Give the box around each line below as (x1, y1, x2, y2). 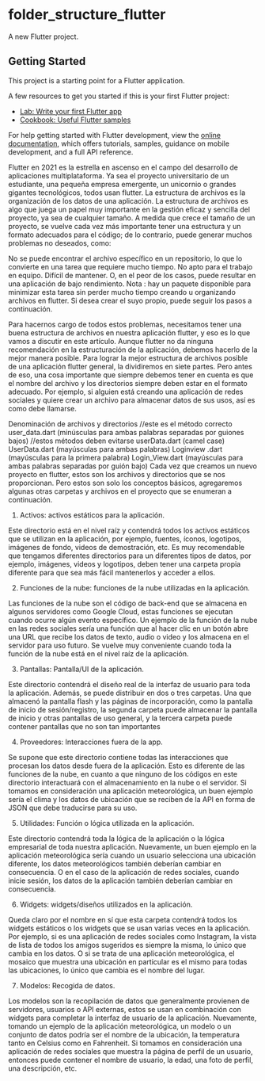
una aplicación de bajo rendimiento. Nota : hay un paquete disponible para (8, 279, 252, 288)
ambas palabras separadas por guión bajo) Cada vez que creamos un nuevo (8, 461, 257, 471)
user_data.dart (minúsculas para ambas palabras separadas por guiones (8, 427, 244, 437)
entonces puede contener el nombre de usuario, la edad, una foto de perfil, (8, 1055, 253, 1064)
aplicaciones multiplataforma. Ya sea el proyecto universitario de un (8, 170, 229, 180)
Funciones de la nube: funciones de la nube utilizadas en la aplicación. (19, 583, 251, 592)
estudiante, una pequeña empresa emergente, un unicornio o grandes (8, 179, 237, 189)
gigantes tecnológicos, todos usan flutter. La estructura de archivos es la (8, 188, 246, 197)
